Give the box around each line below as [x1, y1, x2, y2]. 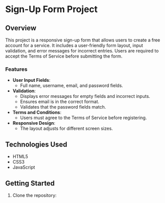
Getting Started [5, 179, 55, 187]
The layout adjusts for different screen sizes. [20, 125, 113, 132]
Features [5, 66, 28, 73]
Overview [5, 24, 37, 32]
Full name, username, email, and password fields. [20, 82, 124, 89]
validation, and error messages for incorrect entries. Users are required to [5, 48, 159, 54]
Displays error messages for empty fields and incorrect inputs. [20, 93, 150, 99]
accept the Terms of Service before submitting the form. [5, 53, 123, 59]
